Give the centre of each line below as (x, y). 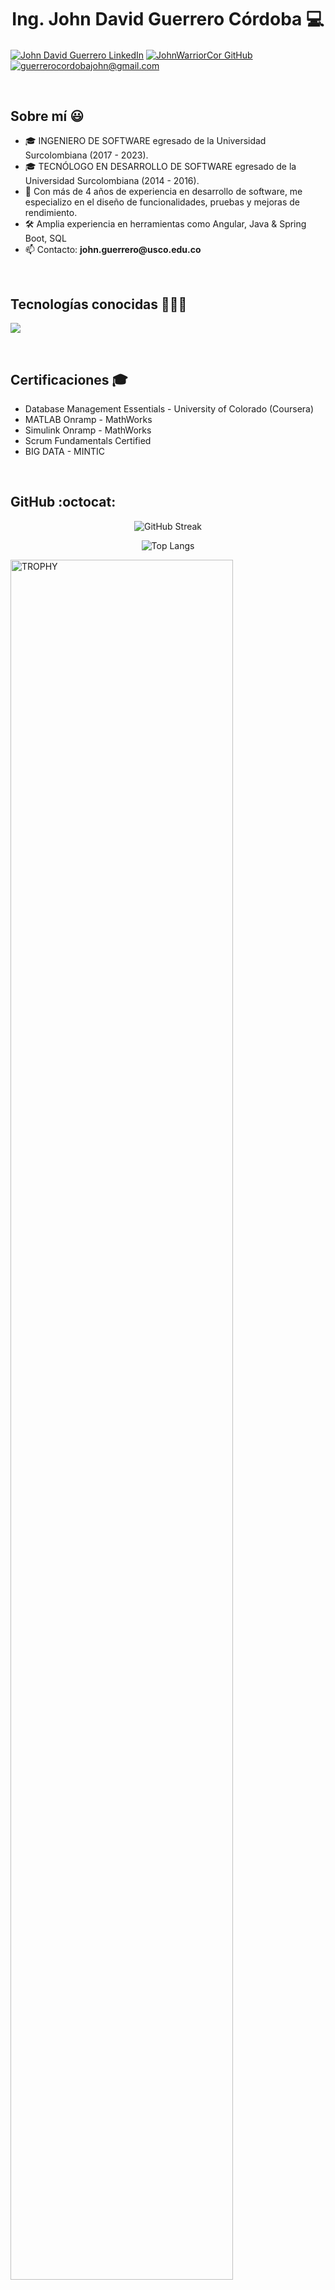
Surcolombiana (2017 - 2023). (86, 155)
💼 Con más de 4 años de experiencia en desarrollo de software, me (163, 192)
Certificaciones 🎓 (69, 379)
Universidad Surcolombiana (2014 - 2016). (112, 181)
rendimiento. (51, 213)
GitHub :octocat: (63, 502)
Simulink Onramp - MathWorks (88, 430)
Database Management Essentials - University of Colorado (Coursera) (169, 409)
